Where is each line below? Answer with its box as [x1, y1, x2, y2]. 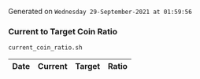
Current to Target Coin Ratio [8, 26, 118, 37]
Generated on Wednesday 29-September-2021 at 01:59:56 [8, 7, 193, 16]
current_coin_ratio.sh [8, 44, 83, 52]
